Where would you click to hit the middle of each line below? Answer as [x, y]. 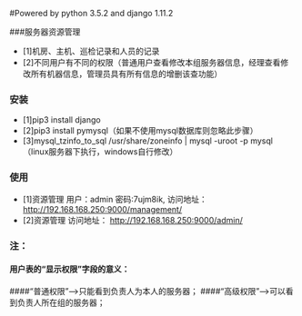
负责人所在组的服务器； [61, 302]
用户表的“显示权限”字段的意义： [70, 269]
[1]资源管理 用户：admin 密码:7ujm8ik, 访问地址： [115, 199]
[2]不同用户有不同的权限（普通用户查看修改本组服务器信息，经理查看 [151, 62]
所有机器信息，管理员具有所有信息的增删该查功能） [126, 74]
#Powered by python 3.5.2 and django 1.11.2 [91, 13]
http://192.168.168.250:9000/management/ [102, 209]
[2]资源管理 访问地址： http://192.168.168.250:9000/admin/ [132, 220]
